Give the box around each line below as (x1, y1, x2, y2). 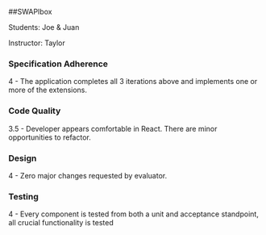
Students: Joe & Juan (8, 23, 80, 31)
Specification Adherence (8, 58, 109, 69)
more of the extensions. (8, 85, 87, 95)
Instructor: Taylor (8, 38, 66, 48)
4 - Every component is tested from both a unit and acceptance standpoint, (8, 209, 260, 219)
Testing (8, 191, 39, 202)
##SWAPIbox (8, 7, 52, 16)
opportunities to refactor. (8, 132, 91, 142)
